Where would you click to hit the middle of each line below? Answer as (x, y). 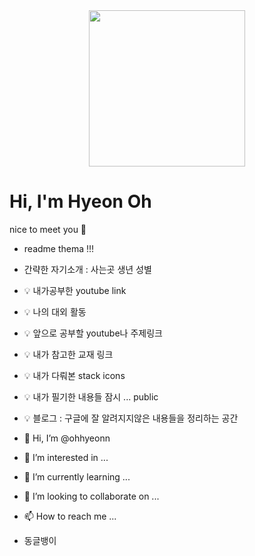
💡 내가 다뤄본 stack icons (74, 375)
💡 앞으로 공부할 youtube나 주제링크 (93, 333)
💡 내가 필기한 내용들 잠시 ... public (91, 396)
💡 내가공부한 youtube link (75, 290)
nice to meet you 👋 (48, 229)
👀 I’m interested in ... (66, 457)
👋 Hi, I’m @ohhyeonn (67, 438)
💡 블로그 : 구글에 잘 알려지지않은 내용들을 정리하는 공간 (131, 418)
